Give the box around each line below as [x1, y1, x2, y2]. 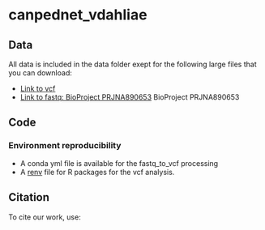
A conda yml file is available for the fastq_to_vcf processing [19, 158, 219, 168]
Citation [8, 190, 50, 204]
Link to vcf [19, 83, 56, 93]
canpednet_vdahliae [8, 6, 147, 24]
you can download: [8, 68, 73, 78]
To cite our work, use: [8, 212, 81, 222]
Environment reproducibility [8, 140, 122, 151]
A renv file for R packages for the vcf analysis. [19, 167, 175, 177]
